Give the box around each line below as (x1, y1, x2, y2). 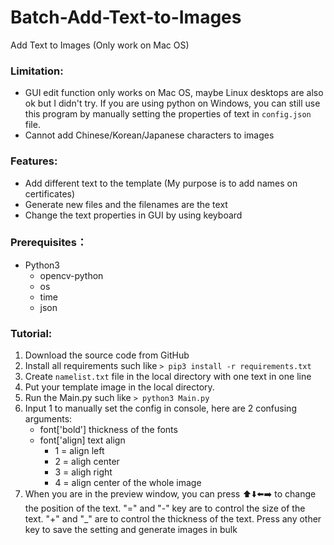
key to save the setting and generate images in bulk (24, 524, 238, 536)
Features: (10, 154, 58, 168)
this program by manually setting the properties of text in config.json (24, 108, 312, 120)
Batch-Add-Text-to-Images (10, 6, 242, 29)
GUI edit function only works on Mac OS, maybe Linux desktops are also (24, 87, 324, 99)
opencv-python (39, 269, 104, 281)
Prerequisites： (10, 236, 88, 250)
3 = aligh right (54, 466, 113, 478)
